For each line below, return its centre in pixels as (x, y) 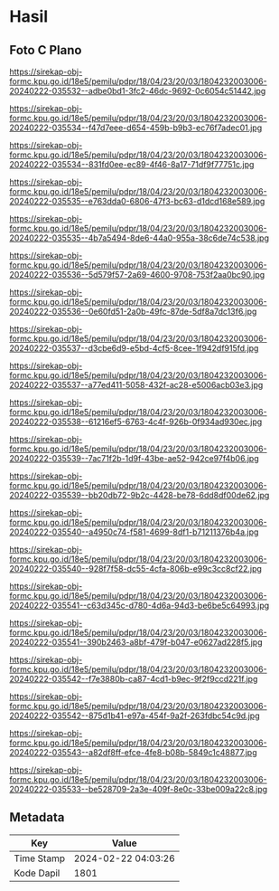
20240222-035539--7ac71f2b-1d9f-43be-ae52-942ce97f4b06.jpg (134, 458)
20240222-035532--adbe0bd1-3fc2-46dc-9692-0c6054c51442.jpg (138, 91)
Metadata (37, 817)
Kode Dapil (37, 873)
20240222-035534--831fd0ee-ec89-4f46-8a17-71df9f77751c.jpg (132, 164)
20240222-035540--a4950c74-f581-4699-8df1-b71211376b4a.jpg (134, 532)
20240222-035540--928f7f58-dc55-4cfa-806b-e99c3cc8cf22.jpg (135, 569)
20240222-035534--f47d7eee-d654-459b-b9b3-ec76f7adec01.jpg (136, 128)
